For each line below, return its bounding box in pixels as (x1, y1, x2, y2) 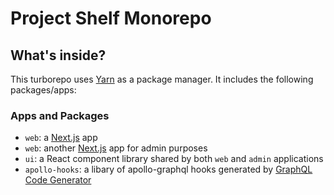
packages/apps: (10, 84, 77, 96)
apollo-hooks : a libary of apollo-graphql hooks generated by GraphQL (24, 163, 313, 176)
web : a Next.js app (24, 132, 98, 144)
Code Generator (24, 174, 92, 186)
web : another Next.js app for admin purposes (24, 142, 208, 154)
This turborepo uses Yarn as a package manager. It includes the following (10, 73, 314, 85)
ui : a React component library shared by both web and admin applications (24, 153, 324, 165)
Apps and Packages (10, 108, 110, 122)
